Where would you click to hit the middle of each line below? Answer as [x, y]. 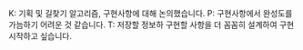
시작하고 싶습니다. [40, 36]
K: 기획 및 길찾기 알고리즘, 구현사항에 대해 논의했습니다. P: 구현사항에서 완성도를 [151, 13]
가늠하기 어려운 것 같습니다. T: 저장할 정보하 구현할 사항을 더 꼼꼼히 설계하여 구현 [151, 25]
